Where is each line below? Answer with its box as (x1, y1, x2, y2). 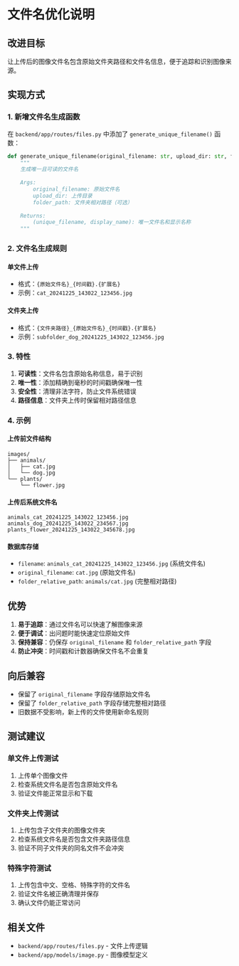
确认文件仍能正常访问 (17, 898, 80, 907)
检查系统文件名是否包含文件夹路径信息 (17, 834, 130, 843)
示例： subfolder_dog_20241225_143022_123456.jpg (17, 332, 165, 341)
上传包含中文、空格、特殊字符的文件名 (17, 881, 130, 889)
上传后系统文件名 (7, 497, 58, 506)
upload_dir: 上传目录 (33, 192, 92, 199)
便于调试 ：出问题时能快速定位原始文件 (17, 629, 130, 637)
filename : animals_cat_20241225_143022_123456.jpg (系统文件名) (17, 559, 206, 568)
